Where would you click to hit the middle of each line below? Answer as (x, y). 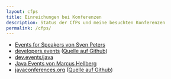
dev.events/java (34, 57)
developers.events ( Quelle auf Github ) (61, 51)
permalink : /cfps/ (29, 28)
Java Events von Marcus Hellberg (56, 64)
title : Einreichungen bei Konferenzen (54, 17)
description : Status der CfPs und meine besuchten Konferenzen (86, 22)
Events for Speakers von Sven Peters (60, 45)
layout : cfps (22, 11)
